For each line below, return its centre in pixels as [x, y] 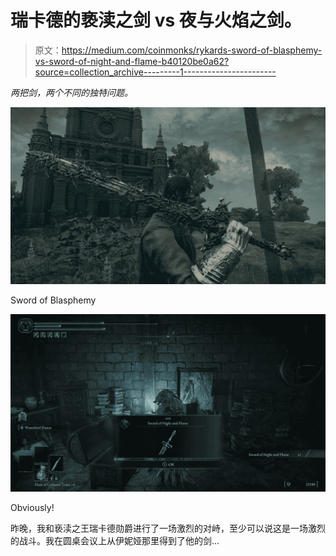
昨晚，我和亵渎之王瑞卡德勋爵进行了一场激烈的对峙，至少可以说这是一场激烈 [168, 528]
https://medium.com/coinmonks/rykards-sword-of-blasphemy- [192, 50]
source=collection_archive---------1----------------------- [155, 72]
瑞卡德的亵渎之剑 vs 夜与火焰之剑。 [156, 20]
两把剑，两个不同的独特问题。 [71, 92]
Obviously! [32, 507]
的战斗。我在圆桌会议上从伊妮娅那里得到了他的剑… [115, 540]
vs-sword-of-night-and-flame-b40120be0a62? [132, 61]
